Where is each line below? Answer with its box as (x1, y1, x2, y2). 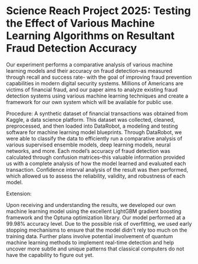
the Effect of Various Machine (6, 16, 155, 30)
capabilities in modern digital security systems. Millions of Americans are (6, 79, 184, 86)
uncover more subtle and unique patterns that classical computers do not (6, 245, 184, 252)
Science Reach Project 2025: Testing (6, 4, 192, 18)
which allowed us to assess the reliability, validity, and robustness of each (6, 172, 186, 179)
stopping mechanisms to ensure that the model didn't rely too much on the (6, 226, 187, 233)
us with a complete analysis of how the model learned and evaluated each (6, 160, 187, 167)
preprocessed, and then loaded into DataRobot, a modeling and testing (6, 122, 179, 129)
